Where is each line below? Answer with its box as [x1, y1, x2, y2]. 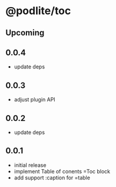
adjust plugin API [14, 96, 55, 103]
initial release [14, 161, 47, 169]
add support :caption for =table [14, 174, 91, 181]
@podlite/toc [5, 4, 71, 18]
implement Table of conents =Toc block [14, 168, 111, 175]
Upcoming [5, 28, 45, 38]
